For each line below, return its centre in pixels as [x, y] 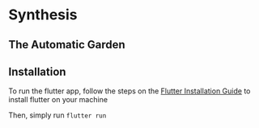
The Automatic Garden [67, 45]
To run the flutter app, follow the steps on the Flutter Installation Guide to [129, 91]
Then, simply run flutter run [57, 115]
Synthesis [43, 15]
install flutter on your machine [58, 100]
